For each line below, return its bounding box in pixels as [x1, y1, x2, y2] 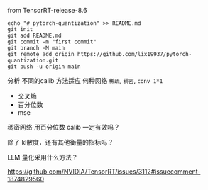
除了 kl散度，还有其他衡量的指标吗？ [7, 138, 114, 146]
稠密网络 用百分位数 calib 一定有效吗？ [7, 123, 121, 131]
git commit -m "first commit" [7, 38, 97, 45]
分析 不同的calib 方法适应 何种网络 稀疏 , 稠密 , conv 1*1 [7, 77, 163, 84]
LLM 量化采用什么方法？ [7, 153, 78, 162]
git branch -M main [7, 45, 65, 52]
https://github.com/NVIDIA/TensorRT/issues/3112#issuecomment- [7, 167, 201, 176]
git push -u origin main [7, 63, 81, 70]
